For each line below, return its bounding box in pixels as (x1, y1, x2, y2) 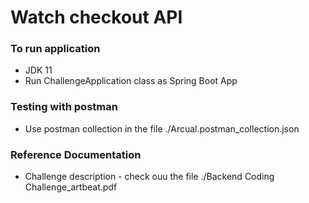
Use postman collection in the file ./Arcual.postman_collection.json (24, 122, 300, 135)
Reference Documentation (10, 147, 142, 161)
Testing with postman (10, 100, 118, 114)
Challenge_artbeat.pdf (24, 181, 118, 193)
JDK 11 (24, 64, 53, 76)
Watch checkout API (10, 6, 183, 29)
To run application (10, 42, 101, 56)
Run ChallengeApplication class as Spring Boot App (24, 75, 238, 87)
